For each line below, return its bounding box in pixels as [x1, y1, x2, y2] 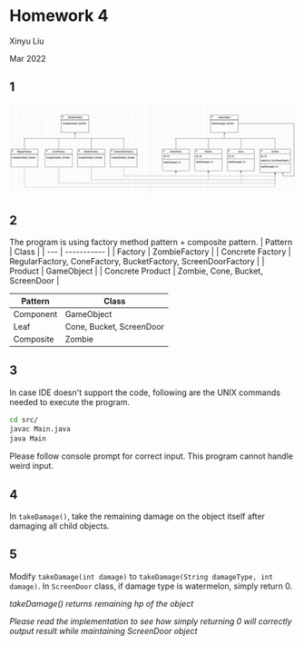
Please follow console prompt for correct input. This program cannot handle [9, 451, 293, 461]
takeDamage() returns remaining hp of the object [9, 598, 193, 609]
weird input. [9, 461, 54, 471]
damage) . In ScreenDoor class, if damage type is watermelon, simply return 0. [9, 580, 293, 591]
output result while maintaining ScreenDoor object [9, 625, 198, 636]
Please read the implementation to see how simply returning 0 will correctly [9, 615, 292, 627]
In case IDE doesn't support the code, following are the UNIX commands [9, 387, 281, 398]
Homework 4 [9, 5, 109, 26]
